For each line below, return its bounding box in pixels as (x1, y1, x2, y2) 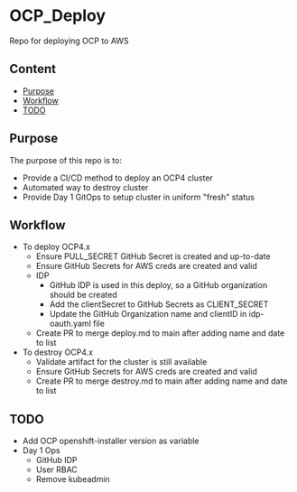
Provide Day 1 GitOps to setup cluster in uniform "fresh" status (22, 191, 255, 202)
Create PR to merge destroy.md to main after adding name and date (35, 376, 288, 386)
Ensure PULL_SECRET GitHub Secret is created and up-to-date (35, 251, 271, 262)
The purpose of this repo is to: (9, 154, 122, 165)
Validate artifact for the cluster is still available (35, 357, 208, 367)
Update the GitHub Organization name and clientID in (49, 309, 247, 320)
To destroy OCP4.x (22, 347, 93, 357)
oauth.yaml (49, 318, 92, 330)
